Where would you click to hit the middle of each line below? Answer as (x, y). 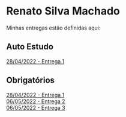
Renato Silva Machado (63, 11)
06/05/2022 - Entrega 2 (36, 101)
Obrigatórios (31, 81)
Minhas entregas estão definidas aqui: (53, 28)
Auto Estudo (30, 47)
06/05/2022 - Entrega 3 (36, 107)
